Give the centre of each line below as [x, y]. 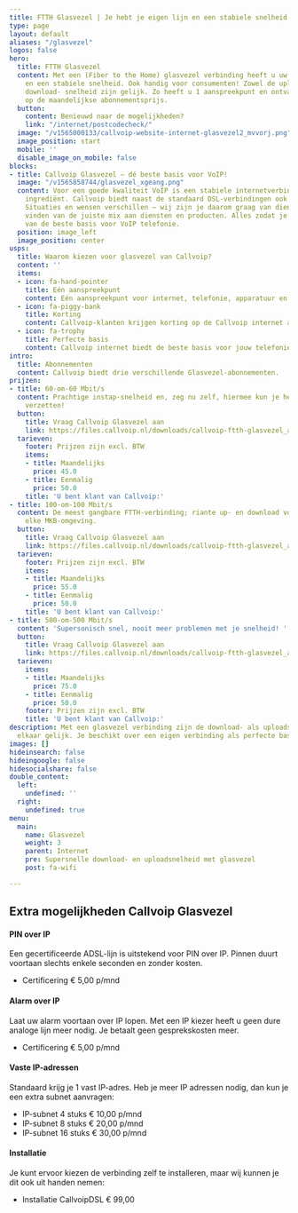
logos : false [33, 51]
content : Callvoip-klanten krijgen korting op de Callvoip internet [154, 323]
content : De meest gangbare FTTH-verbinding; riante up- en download [148, 513]
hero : [19, 59]
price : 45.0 [55, 472]
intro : [21, 356]
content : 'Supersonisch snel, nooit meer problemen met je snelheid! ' [153, 628]
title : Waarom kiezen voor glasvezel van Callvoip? [115, 257]
